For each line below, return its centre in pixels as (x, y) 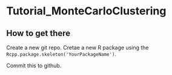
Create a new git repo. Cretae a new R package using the (78, 47)
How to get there (38, 33)
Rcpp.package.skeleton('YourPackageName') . (61, 54)
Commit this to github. (34, 65)
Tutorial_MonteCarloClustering (86, 11)
